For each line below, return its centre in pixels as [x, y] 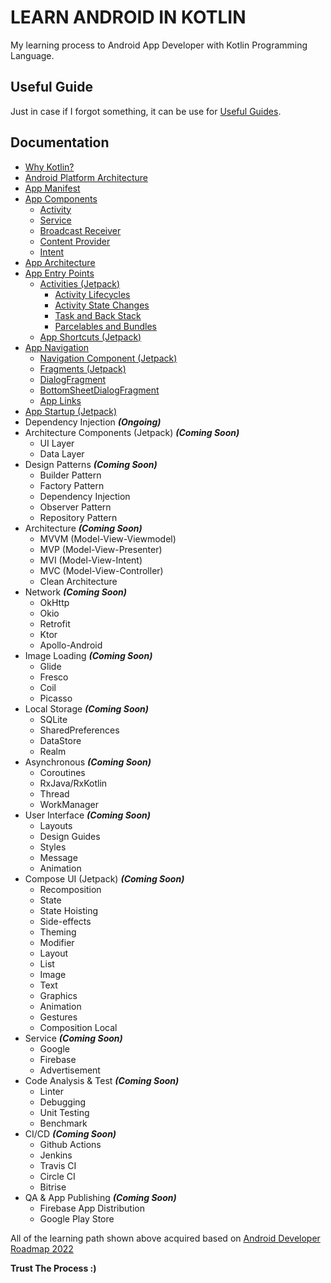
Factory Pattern [72, 485]
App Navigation [57, 347]
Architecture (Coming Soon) [83, 528]
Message [58, 857]
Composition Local [78, 1027]
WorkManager [69, 804]
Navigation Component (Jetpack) [108, 358]
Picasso [56, 698]
